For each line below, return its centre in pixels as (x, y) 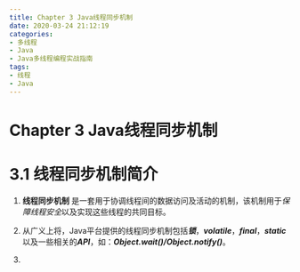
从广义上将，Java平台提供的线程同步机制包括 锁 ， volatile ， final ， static (154, 230)
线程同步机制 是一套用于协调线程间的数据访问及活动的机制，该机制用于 (152, 200)
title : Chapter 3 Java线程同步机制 (71, 17)
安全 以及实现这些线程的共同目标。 (108, 212)
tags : (19, 68)
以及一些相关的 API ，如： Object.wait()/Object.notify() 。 (126, 242)
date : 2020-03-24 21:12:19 (59, 26)
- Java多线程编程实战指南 (51, 59)
